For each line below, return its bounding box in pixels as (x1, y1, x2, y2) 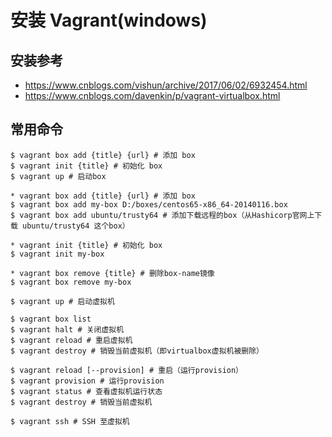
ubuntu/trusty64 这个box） (22, 221, 130, 231)
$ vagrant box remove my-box (10, 277, 132, 287)
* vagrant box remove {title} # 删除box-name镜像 (10, 268, 215, 278)
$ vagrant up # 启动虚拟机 (10, 296, 115, 306)
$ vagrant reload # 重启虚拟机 (10, 335, 133, 345)
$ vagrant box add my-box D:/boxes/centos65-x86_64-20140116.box (10, 199, 288, 210)
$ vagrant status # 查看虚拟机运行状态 (10, 386, 163, 396)
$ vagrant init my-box (10, 249, 105, 259)
